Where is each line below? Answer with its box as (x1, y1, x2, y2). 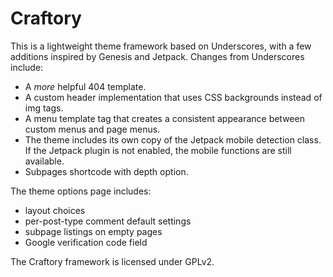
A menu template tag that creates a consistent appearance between (24, 112, 305, 124)
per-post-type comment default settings (24, 215, 192, 227)
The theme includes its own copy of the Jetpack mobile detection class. (24, 133, 322, 146)
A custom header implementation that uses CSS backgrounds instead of (24, 91, 323, 103)
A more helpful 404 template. (24, 80, 147, 92)
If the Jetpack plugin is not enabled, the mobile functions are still (24, 144, 292, 156)
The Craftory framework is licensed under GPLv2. (10, 255, 215, 267)
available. (24, 155, 65, 167)
